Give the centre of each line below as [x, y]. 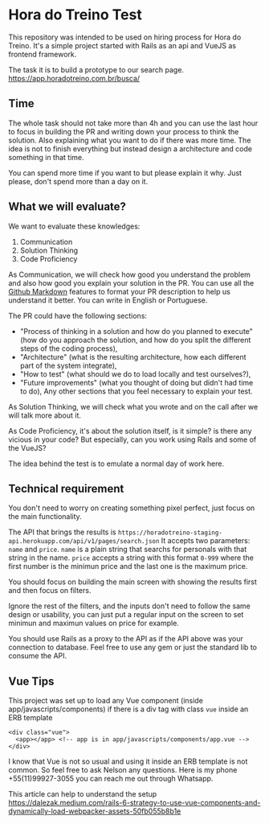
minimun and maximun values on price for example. [94, 623]
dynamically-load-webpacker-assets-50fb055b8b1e [95, 811]
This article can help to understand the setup [83, 794]
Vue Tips [31, 681]
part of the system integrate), [68, 365]
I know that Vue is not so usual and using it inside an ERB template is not [128, 761]
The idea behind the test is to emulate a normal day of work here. [116, 463]
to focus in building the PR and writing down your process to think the [124, 131]
